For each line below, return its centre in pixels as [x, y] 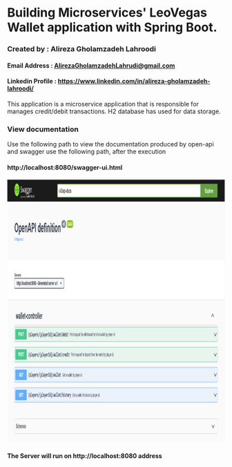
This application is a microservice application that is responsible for [103, 104]
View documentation [43, 129]
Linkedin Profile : [32, 82]
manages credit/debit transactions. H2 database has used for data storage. [114, 111]
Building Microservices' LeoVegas [107, 13]
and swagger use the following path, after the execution [87, 152]
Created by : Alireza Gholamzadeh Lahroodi [82, 49]
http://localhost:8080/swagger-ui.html [65, 167]
